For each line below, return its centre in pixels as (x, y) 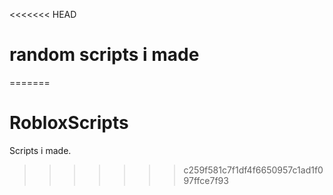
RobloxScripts (69, 123)
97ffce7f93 (206, 180)
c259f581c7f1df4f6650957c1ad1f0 (253, 170)
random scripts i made (104, 55)
